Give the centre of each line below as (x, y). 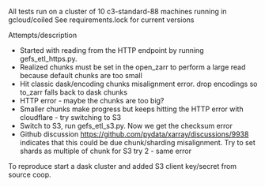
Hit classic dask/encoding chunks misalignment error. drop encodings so (138, 84)
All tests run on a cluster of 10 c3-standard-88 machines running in (117, 11)
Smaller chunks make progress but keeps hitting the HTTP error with (131, 109)
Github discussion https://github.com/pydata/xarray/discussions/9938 (134, 134)
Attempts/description (43, 35)
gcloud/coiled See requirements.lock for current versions (101, 20)
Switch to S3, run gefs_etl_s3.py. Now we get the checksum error (126, 126)
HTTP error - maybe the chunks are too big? (92, 101)
